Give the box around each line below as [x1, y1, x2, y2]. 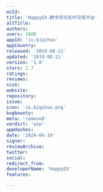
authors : [6, 25, 28, 32]
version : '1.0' [6, 59, 45, 65]
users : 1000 [6, 31, 36, 37]
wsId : [6, 8, 20, 15]
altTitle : [6, 20, 32, 26]
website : [6, 88, 28, 94]
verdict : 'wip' [6, 121, 45, 127]
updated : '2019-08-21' [6, 54, 64, 60]
